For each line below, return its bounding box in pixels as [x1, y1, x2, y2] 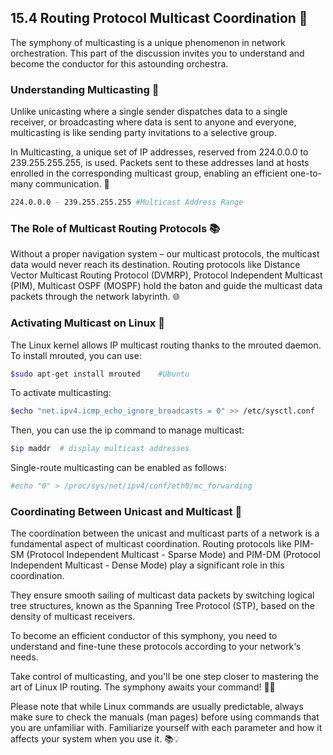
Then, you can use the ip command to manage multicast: [10, 424, 245, 436]
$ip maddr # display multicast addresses [10, 444, 190, 454]
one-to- [289, 167, 322, 180]
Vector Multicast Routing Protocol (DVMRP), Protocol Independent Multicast [10, 269, 323, 281]
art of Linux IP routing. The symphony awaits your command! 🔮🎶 [10, 681, 276, 693]
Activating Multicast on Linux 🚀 [10, 316, 165, 330]
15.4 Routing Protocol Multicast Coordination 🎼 [10, 10, 308, 27]
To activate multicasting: [10, 387, 112, 399]
